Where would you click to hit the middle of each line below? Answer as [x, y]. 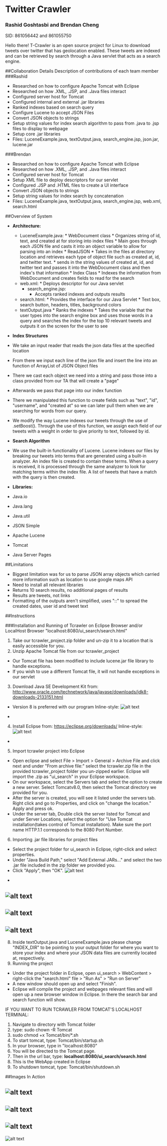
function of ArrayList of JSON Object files [55, 366]
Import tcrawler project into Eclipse [48, 751]
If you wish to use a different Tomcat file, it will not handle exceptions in [86, 671]
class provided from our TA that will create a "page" [66, 381]
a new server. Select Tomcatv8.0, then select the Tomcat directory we [84, 788]
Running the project [33, 964]
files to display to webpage [40, 129]
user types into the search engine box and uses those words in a [86, 315]
